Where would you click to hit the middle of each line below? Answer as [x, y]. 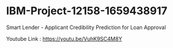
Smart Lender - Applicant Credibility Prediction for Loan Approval [86, 27]
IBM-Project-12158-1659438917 [87, 11]
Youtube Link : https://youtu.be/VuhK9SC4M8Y [64, 39]
